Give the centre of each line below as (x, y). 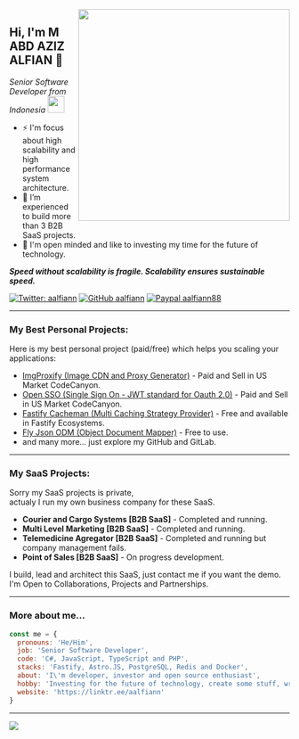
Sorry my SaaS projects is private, (72, 493)
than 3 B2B (43, 226)
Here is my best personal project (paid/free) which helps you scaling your (144, 349)
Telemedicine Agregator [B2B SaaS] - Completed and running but (144, 538)
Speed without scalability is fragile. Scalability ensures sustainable (137, 271)
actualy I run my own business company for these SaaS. (112, 502)
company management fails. (74, 548)
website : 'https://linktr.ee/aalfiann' (91, 692)
